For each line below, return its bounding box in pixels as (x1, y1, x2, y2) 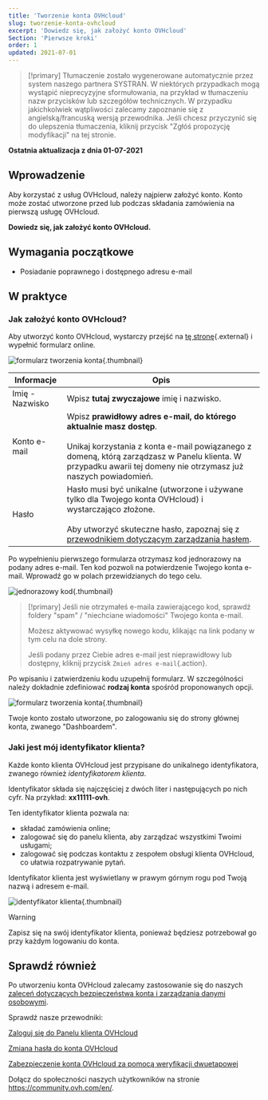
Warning (8, 912, 36, 922)
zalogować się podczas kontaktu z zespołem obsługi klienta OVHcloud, (19, 849, 255, 858)
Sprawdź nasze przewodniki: (8, 1013, 104, 1023)
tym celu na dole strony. (27, 635, 108, 644)
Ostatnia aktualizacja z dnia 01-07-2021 (8, 145, 144, 155)
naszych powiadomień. (66, 471, 153, 482)
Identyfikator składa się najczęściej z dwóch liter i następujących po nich (8, 784, 248, 793)
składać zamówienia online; (19, 823, 112, 833)
